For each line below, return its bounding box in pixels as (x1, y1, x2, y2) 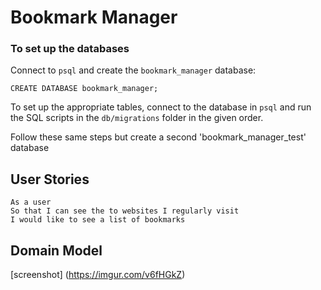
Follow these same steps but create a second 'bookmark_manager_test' (10, 131, 307, 143)
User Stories (10, 171, 90, 188)
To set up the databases (10, 42, 130, 56)
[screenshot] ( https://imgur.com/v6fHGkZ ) (10, 269, 186, 281)
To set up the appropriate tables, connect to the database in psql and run (10, 101, 312, 113)
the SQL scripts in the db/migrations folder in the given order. (10, 112, 264, 124)
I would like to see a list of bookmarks (10, 215, 186, 225)
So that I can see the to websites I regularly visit (10, 206, 240, 216)
